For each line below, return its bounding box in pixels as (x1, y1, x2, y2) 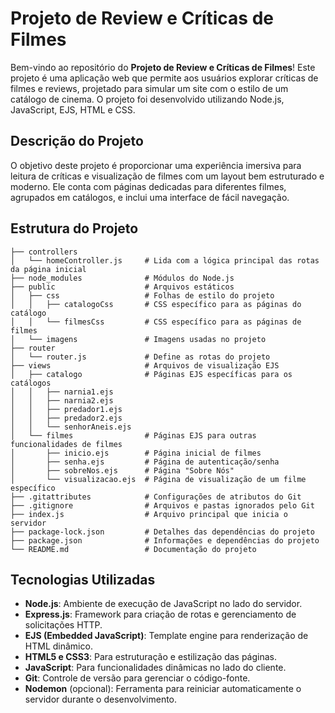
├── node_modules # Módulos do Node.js (10, 273, 235, 283)
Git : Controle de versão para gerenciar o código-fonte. (24, 672, 251, 684)
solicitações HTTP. (24, 619, 103, 631)
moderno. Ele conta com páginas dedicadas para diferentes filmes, (10, 180, 287, 192)
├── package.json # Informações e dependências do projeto (10, 535, 320, 546)
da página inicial (10, 264, 87, 274)
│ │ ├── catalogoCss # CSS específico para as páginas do (10, 299, 302, 309)
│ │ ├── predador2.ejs (10, 413, 123, 423)
